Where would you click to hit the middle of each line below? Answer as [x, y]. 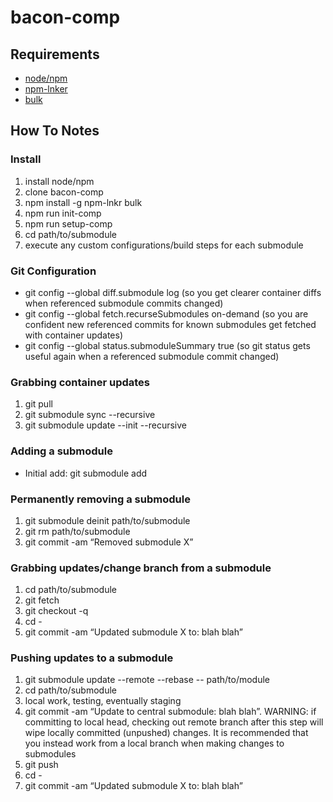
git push [41, 765]
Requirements [55, 54]
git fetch [42, 600]
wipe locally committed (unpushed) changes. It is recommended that [166, 733]
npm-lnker [46, 89]
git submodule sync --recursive [90, 415]
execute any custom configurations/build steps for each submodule [164, 245]
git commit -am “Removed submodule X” [109, 542]
